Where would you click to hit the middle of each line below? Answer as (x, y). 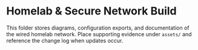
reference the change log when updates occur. (65, 40)
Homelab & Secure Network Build (91, 11)
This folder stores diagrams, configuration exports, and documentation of (98, 28)
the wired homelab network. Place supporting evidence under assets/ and (99, 34)
